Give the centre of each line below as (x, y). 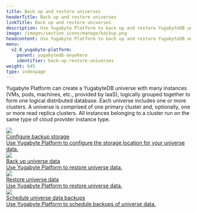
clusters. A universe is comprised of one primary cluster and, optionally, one (98, 107)
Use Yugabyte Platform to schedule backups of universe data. (81, 204)
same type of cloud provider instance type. (58, 119)
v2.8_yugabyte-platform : (42, 50)
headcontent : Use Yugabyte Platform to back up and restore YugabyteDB (95, 39)
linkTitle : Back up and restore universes (59, 22)
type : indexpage (26, 72)
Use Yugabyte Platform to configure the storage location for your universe (96, 143)
